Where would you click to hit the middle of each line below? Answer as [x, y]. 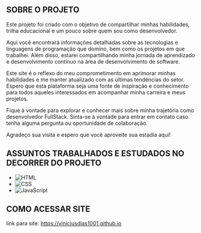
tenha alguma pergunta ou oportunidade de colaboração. [77, 123]
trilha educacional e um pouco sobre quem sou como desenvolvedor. [92, 31]
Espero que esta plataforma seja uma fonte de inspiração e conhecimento [97, 86]
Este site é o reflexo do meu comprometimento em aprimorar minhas [91, 73]
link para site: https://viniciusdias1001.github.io [64, 223]
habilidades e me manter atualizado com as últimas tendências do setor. [95, 79]
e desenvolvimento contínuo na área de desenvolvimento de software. [93, 61]
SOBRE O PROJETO [43, 10]
